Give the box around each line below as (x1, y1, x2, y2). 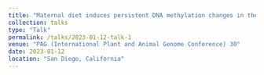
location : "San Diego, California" (8, 55, 125, 63)
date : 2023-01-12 (8, 48, 65, 55)
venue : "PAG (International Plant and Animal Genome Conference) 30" (8, 41, 241, 48)
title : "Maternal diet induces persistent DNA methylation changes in (8, 11, 244, 20)
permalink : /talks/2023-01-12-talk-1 (8, 33, 132, 41)
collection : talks (8, 19, 68, 27)
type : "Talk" (8, 26, 51, 34)
